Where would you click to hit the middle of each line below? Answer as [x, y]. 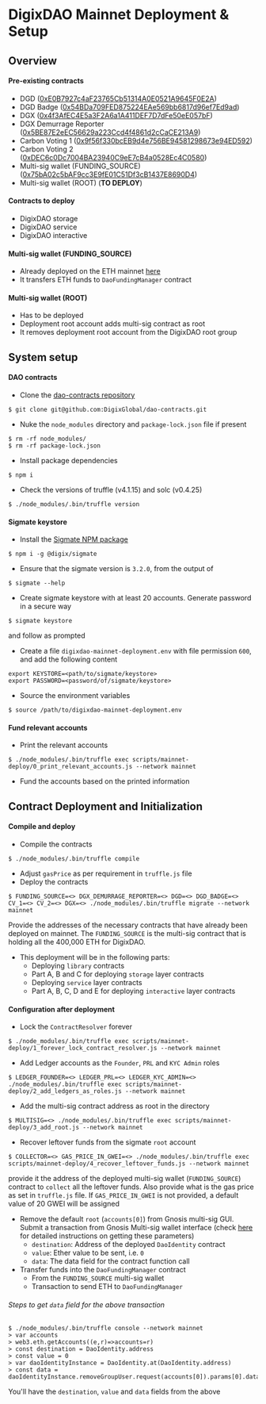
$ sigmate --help [37, 583]
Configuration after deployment [61, 1009]
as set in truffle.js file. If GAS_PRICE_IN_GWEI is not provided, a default [123, 1195]
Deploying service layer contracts [87, 982]
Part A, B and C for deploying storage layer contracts [118, 974]
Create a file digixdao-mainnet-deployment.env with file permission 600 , [135, 651]
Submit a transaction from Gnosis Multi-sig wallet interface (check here [136, 1228]
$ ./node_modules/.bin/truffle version [74, 504]
